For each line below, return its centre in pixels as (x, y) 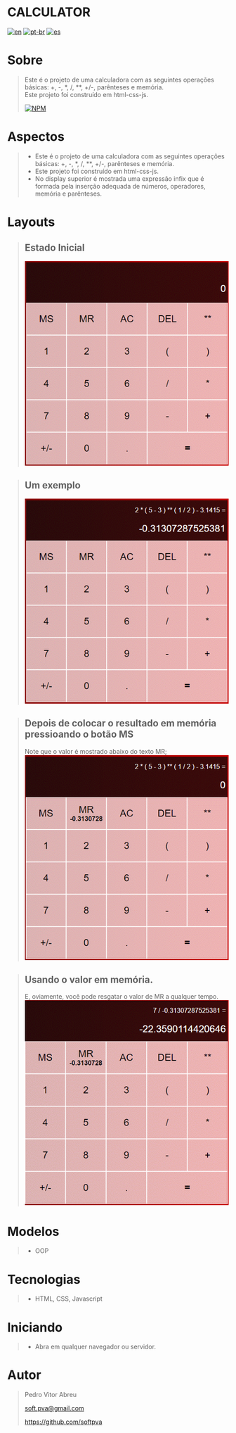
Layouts (31, 222)
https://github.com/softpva (63, 1422)
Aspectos (36, 137)
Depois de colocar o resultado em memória (120, 723)
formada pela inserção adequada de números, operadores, (120, 186)
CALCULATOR (49, 12)
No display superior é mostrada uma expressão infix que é (119, 178)
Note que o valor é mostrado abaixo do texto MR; (96, 751)
